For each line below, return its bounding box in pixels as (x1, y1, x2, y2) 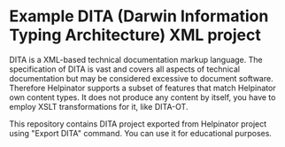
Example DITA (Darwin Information (9, 6, 269, 27)
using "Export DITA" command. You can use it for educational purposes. (9, 128, 273, 138)
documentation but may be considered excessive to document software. (9, 73, 273, 83)
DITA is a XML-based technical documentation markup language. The (9, 54, 263, 65)
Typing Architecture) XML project (9, 25, 261, 45)
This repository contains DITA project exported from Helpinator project (9, 118, 267, 129)
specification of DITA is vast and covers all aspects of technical (9, 64, 241, 74)
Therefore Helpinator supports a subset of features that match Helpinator (9, 82, 276, 93)
